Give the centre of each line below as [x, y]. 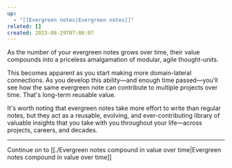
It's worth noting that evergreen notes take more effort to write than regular [114, 108]
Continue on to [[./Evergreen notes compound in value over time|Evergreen [114, 150]
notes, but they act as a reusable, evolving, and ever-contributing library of [114, 116]
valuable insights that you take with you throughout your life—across [105, 123]
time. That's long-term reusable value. [61, 95]
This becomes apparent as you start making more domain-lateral [99, 73]
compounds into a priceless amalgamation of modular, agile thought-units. [113, 60]
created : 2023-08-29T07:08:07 [51, 33]
